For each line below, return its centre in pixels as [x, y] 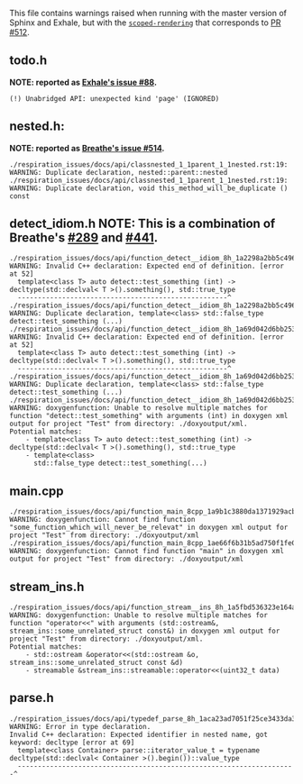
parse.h [32, 698]
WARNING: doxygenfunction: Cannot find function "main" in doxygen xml [147, 552]
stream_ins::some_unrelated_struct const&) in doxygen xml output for [145, 631]
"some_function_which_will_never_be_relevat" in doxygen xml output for [149, 528]
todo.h [28, 61]
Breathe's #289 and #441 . [84, 238]
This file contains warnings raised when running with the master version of [148, 13]
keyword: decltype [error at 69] [72, 743]
